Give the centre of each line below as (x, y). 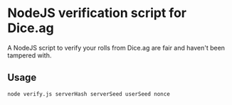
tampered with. (30, 55)
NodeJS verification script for (97, 13)
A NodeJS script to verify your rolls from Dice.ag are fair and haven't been (116, 48)
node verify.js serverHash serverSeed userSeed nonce (89, 94)
